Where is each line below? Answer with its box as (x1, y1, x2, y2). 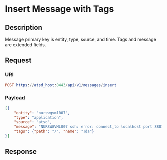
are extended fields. (5, 42, 46, 48)
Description (5, 23, 42, 32)
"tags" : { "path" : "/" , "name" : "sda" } (14, 129, 94, 134)
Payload (5, 94, 25, 101)
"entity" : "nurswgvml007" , (14, 110, 70, 115)
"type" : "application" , (14, 115, 64, 120)
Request (5, 56, 32, 65)
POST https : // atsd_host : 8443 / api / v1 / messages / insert (5, 82, 117, 88)
